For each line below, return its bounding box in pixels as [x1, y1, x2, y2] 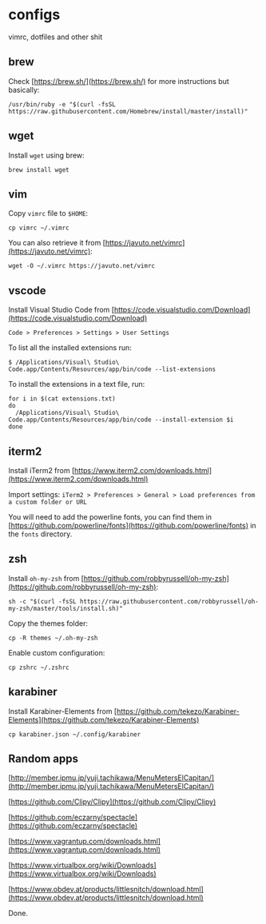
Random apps [8, 752, 78, 766]
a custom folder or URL [8, 498, 88, 506]
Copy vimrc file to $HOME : [8, 209, 89, 218]
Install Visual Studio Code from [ [8, 305, 114, 315]
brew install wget [8, 165, 69, 173]
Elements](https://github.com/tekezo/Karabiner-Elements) [8, 715, 200, 724]
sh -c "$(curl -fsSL [8, 597, 77, 605]
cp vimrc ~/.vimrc [8, 224, 69, 233]
